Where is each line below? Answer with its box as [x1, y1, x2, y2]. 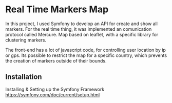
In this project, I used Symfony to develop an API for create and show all [5, 20, 158, 27]
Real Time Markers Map [5, 4, 109, 15]
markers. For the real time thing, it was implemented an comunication [5, 26, 152, 32]
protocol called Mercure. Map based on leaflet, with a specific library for [5, 31, 159, 37]
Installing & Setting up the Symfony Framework [5, 86, 105, 92]
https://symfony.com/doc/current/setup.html [5, 91, 100, 98]
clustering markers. [5, 37, 47, 43]
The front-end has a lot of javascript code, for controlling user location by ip [5, 47, 166, 53]
